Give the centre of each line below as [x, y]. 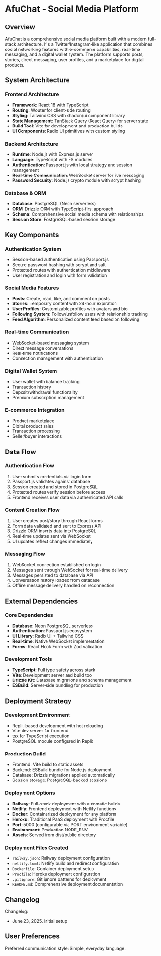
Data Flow [21, 452]
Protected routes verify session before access [59, 492]
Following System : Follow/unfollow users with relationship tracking [80, 314]
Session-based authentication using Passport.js [60, 259]
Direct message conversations [43, 348]
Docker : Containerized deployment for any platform [64, 814]
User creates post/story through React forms [57, 521]
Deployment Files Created [37, 848]
